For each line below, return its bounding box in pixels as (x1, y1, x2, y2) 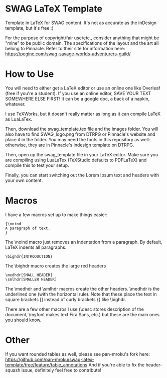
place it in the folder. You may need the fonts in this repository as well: (5, 136, 150, 142)
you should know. (5, 317, 42, 323)
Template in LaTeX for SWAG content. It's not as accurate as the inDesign (5, 20, 157, 26)
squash (5, 367, 21, 373)
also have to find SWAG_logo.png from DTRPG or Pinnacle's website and (5, 131, 155, 137)
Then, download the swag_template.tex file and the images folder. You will (5, 126, 158, 132)
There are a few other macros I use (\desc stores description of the (5, 306, 144, 312)
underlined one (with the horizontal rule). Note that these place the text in (5, 291, 157, 297)
